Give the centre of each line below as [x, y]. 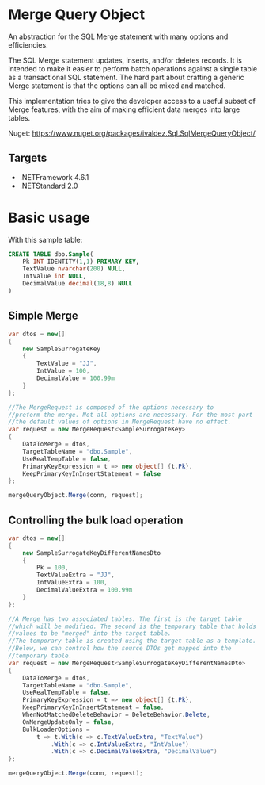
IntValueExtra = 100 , [72, 583]
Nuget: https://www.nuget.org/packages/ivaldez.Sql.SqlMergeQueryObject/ [132, 133]
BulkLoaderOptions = [56, 729]
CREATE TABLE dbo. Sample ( [51, 254]
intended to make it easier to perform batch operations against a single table [133, 68]
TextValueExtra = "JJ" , [76, 575]
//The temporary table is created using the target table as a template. [132, 641]
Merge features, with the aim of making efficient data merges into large [124, 109]
